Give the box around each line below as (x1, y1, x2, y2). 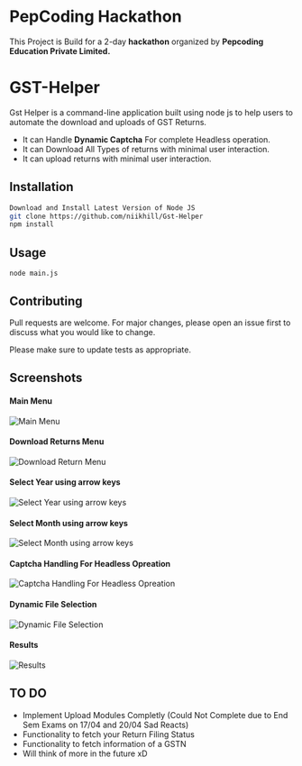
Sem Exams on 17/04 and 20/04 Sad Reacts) (22, 719, 189, 730)
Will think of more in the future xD (22, 748, 148, 759)
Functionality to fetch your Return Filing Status (22, 728, 196, 740)
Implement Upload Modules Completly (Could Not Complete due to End (22, 709, 288, 720)
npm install (9, 220, 54, 229)
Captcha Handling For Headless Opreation (9, 558, 171, 569)
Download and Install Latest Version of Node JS (9, 203, 196, 213)
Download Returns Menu (9, 436, 105, 447)
